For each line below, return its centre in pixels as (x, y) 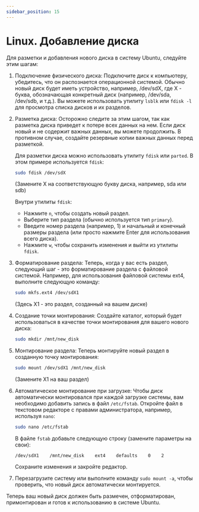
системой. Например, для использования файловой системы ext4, (100, 276)
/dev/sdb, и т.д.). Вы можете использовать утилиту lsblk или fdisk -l (103, 101)
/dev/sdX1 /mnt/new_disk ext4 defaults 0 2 (89, 455)
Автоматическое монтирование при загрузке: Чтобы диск (89, 391)
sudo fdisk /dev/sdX (40, 173)
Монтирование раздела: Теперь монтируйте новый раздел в (92, 351)
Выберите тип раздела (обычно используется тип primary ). (99, 220)
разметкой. (29, 144)
